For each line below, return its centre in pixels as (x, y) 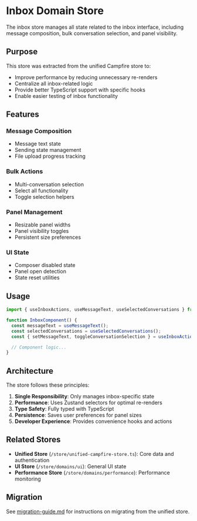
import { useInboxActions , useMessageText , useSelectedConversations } (95, 310)
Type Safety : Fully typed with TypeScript (64, 409)
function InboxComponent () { (42, 320)
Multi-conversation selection (49, 184)
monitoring (28, 479)
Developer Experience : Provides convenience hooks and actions (93, 421)
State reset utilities (37, 278)
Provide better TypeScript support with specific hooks (80, 90)
